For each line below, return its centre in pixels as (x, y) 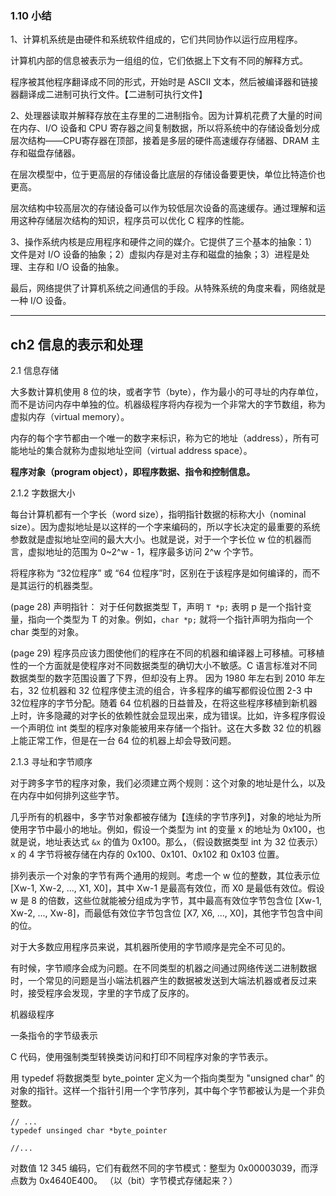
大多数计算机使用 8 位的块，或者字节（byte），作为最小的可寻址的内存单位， (167, 392)
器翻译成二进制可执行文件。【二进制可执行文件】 (109, 94)
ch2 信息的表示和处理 (76, 344)
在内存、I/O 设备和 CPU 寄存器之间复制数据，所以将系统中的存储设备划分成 (165, 128)
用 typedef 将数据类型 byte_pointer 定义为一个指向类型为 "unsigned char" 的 (167, 1078)
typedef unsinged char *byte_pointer (89, 1131)
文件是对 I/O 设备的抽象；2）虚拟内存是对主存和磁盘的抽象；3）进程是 (156, 254)
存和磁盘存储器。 (45, 153)
